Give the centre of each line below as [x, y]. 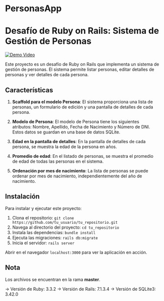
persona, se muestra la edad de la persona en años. [65, 147]
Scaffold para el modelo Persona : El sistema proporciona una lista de [82, 102]
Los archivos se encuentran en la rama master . [53, 279]
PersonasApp [34, 9]
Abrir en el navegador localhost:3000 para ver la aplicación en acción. [76, 252]
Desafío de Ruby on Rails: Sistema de [82, 31]
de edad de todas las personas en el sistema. [58, 161]
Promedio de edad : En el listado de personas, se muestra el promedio [83, 156]
